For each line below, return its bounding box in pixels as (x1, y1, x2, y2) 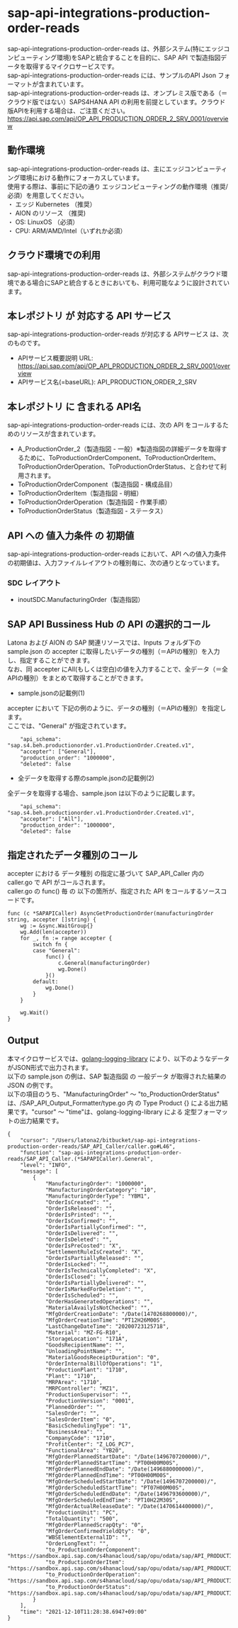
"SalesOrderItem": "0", (45, 1416, 115, 1423)
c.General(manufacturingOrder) (57, 959, 151, 966)
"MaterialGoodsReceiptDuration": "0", (45, 1354, 160, 1361)
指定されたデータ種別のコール (7, 849, 138, 861)
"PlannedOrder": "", (45, 1403, 106, 1410)
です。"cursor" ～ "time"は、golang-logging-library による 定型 (13, 1108, 197, 1116)
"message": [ (20, 1168, 59, 1175)
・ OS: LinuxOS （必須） (7, 218, 79, 226)
